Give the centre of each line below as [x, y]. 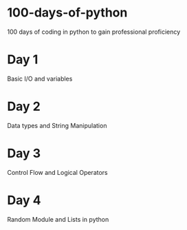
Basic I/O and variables [40, 79]
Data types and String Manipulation [57, 125]
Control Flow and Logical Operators [57, 172]
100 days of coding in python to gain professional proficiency [94, 32]
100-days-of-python [67, 13]
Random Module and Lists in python [58, 219]
